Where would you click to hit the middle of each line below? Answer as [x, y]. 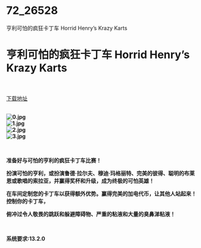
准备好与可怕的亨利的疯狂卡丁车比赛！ [54, 160]
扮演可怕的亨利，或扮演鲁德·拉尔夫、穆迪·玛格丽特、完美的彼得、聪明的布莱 [101, 173]
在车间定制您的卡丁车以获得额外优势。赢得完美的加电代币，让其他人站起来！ [101, 194]
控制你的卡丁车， [27, 201]
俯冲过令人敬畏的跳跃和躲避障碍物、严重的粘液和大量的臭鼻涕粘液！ [91, 214]
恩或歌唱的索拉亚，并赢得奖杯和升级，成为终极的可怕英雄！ [80, 181]
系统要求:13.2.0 [26, 238]
